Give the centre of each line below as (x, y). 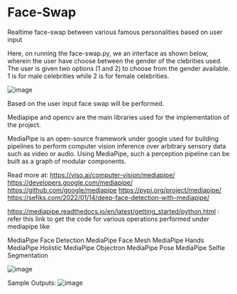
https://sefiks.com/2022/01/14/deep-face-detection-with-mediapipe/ (109, 197)
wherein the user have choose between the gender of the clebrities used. (115, 60)
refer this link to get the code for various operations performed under (109, 219)
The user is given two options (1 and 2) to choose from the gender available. (119, 68)
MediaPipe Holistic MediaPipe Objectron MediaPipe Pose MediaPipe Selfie (116, 247)
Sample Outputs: (32, 283)
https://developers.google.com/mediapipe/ (70, 183)
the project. (24, 124)
